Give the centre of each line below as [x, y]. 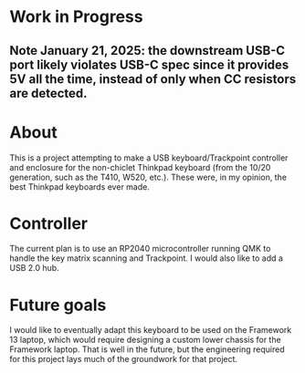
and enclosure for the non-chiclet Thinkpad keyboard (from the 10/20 [140, 167]
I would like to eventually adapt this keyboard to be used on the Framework [151, 330]
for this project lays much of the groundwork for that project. [124, 359]
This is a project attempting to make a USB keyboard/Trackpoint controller [149, 158]
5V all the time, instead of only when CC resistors [153, 79]
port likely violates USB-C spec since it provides [149, 64]
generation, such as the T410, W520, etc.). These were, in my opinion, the [148, 177]
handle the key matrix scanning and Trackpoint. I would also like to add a [146, 258]
